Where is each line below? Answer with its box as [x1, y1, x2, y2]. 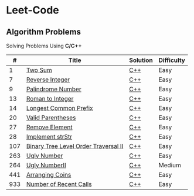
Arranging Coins [26, 171, 72, 178]
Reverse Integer [26, 75, 70, 84]
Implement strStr [26, 133, 72, 140]
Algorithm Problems [6, 27, 81, 37]
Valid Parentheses [26, 114, 76, 122]
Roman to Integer [26, 95, 74, 102]
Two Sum [26, 66, 52, 74]
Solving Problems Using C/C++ [6, 42, 82, 49]
